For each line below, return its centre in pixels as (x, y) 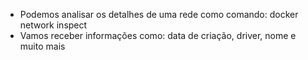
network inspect (53, 25)
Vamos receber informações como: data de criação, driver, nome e (158, 35)
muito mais (42, 46)
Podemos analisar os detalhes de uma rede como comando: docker (159, 14)
